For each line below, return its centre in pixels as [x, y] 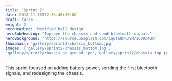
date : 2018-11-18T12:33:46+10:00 [41, 15]
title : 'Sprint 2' [25, 10]
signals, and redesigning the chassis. [44, 73]
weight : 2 [16, 24]
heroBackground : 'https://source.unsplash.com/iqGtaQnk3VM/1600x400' [81, 39]
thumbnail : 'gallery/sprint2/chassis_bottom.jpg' [59, 44]
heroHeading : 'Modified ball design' [46, 29]
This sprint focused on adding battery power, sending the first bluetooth [81, 68]
